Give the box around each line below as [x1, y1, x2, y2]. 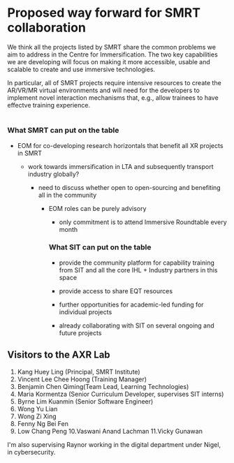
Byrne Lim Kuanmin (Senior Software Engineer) [17, 397, 154, 406]
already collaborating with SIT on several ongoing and [59, 321, 214, 330]
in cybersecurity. [7, 448, 56, 456]
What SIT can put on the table [48, 242, 152, 252]
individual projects [59, 307, 112, 316]
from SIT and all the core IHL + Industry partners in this [59, 265, 218, 274]
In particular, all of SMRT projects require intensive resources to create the [7, 78, 221, 87]
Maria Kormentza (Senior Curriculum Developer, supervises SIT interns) [17, 390, 224, 398]
